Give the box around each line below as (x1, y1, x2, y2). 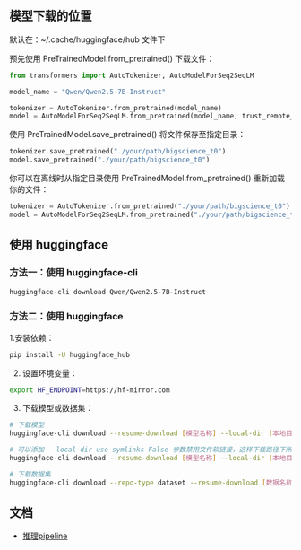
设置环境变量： (21, 367, 78, 379)
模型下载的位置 (9, 8, 92, 24)
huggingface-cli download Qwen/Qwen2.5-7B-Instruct (9, 287, 206, 296)
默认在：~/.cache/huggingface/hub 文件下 (9, 34, 166, 45)
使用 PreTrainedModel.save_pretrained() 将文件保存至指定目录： (9, 129, 246, 140)
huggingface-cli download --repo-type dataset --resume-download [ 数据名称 (9, 478, 293, 487)
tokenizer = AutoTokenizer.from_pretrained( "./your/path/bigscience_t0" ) (9, 202, 291, 211)
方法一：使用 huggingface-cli (9, 266, 139, 279)
